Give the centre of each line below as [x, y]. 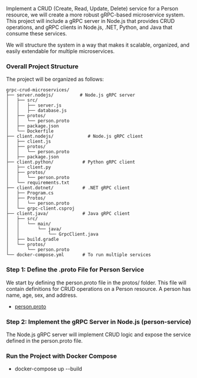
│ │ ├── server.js [34, 105]
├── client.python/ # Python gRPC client [71, 162]
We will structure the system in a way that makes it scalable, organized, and [98, 45]
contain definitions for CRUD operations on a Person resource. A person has [98, 289]
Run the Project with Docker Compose [62, 356]
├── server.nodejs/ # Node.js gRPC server [71, 95]
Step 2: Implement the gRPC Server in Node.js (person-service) [99, 321]
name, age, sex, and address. [42, 295]
